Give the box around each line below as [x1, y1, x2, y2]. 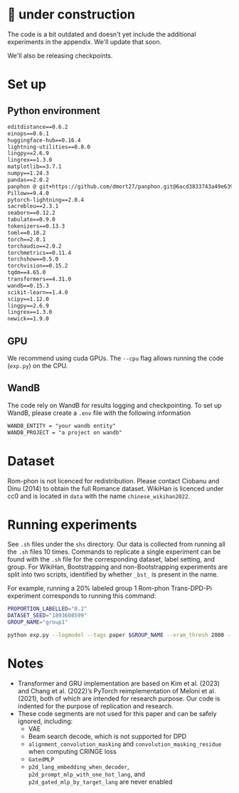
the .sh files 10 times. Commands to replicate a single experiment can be [7, 547, 221, 556]
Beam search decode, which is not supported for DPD [28, 732, 187, 740]
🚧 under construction [7, 6, 135, 23]
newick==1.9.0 [7, 315, 50, 322]
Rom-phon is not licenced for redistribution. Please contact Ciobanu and [7, 476, 220, 485]
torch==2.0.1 [7, 236, 46, 243]
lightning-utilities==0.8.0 [7, 143, 91, 150]
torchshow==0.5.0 [7, 256, 59, 263]
